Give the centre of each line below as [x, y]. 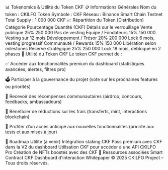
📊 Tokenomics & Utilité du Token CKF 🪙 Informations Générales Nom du [81, 7]
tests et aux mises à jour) [31, 132]
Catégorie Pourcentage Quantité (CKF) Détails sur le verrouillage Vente [79, 27]
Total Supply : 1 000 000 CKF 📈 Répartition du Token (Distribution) [75, 20]
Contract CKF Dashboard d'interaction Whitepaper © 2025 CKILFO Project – [84, 158]
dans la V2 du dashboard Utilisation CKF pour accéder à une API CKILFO [81, 147]
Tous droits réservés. [27, 163]
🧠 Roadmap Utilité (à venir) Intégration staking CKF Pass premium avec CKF [84, 142]
